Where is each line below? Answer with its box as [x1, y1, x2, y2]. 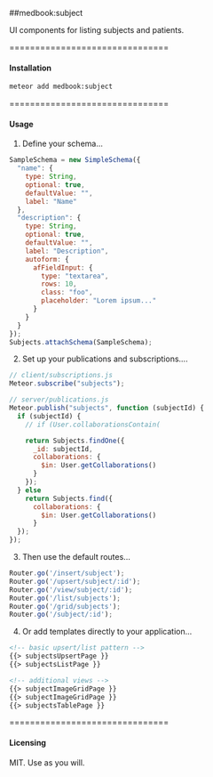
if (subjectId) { [17, 411, 82, 421]
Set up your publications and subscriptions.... [21, 353, 188, 364]
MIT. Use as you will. [9, 757, 85, 768]
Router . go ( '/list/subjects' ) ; [9, 594, 122, 603]
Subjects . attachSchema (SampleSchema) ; [9, 337, 153, 346]
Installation [9, 62, 51, 73]
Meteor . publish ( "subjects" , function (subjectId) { [9, 404, 204, 413]
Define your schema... [21, 138, 104, 150]
